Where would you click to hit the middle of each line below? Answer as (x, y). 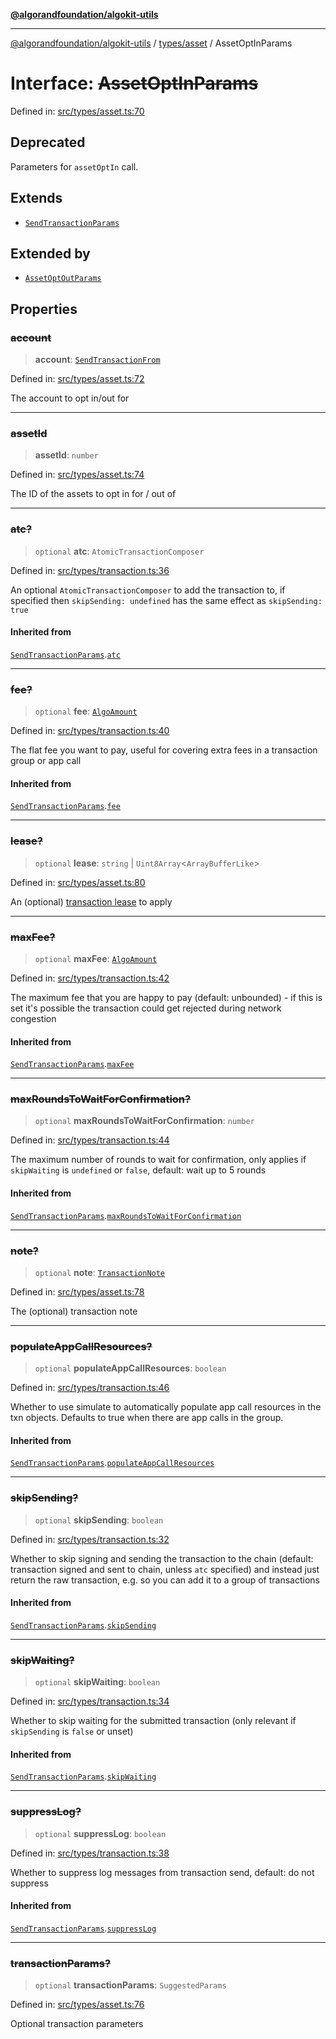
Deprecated (48, 142)
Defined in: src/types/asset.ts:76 (77, 2005)
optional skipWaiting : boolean (97, 1682)
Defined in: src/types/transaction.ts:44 (90, 1140)
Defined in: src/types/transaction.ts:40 (90, 731)
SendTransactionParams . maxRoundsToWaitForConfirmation (126, 1215)
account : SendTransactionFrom (97, 360)
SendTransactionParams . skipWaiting (83, 1776)
